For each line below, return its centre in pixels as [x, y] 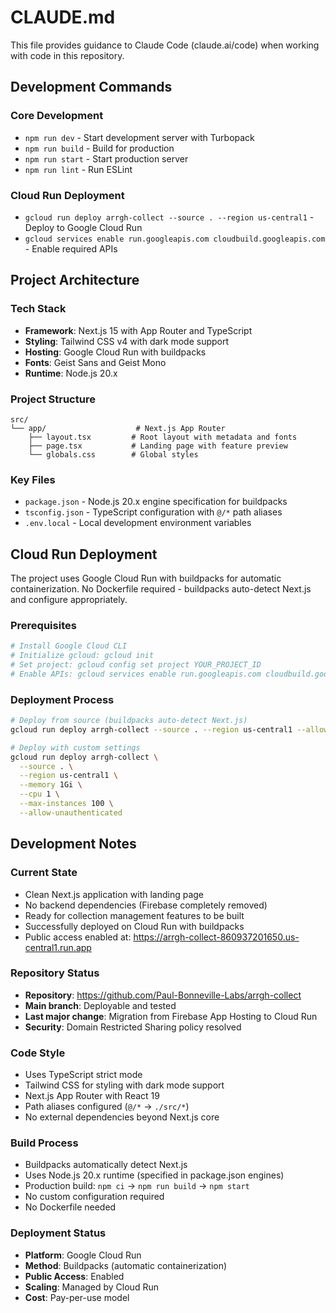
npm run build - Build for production [99, 148]
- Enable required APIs [71, 248]
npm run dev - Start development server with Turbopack [139, 137]
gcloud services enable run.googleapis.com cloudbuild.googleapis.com [175, 239]
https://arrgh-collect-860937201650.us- [216, 937]
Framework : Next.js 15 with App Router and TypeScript [138, 330]
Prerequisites [43, 625]
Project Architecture [75, 280]
